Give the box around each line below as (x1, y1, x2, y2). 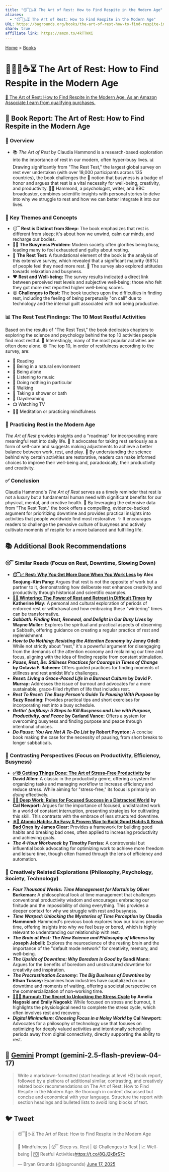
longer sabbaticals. (12, 739, 52, 745)
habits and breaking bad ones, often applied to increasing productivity (12, 829, 158, 835)
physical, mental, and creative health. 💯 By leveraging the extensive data (5, 499, 156, 505)
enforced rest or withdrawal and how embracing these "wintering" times (12, 605, 162, 611)
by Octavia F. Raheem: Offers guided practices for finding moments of (12, 664, 159, 670)
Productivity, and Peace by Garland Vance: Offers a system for (12, 713, 146, 719)
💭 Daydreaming (12, 396, 45, 402)
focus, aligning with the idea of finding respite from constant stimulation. (12, 654, 163, 660)
